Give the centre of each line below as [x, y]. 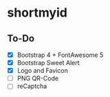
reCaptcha [32, 86]
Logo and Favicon [43, 71]
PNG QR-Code [38, 78]
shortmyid [37, 13]
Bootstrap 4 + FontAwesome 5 [60, 55]
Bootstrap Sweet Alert [48, 63]
